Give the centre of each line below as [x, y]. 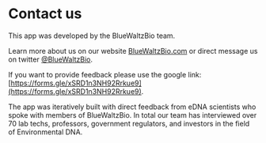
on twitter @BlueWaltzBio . [51, 59]
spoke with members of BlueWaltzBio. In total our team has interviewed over [133, 115]
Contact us [45, 14]
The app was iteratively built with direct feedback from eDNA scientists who [132, 107]
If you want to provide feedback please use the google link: [105, 74]
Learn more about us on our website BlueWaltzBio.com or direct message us [133, 51]
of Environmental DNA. [46, 132]
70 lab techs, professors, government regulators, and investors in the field [129, 123]
